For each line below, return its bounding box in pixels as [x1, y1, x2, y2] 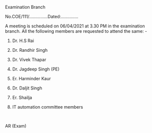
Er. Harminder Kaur [12, 76, 51, 81]
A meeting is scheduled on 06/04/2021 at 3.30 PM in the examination [5, 23, 145, 29]
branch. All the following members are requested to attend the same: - [5, 28, 147, 34]
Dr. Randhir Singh [12, 47, 48, 53]
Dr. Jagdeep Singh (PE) [12, 66, 60, 72]
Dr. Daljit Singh [12, 85, 43, 91]
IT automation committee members [12, 104, 83, 110]
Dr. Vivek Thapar [12, 57, 47, 63]
